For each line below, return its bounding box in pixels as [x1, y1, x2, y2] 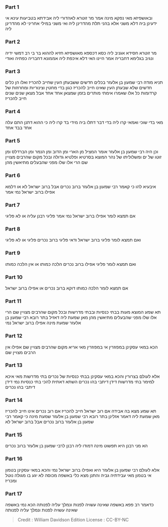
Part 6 [5, 172, 21, 179]
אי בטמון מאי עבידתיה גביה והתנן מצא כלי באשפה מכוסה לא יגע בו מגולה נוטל [5, 472, 152, 478]
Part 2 [5, 38, 21, 45]
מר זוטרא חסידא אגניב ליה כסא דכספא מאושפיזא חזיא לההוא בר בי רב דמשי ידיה [5, 49, 157, 56]
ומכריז [5, 478, 17, 484]
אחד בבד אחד [5, 125, 32, 131]
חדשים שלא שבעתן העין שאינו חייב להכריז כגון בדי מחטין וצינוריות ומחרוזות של [5, 84, 152, 90]
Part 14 [5, 396, 23, 403]
